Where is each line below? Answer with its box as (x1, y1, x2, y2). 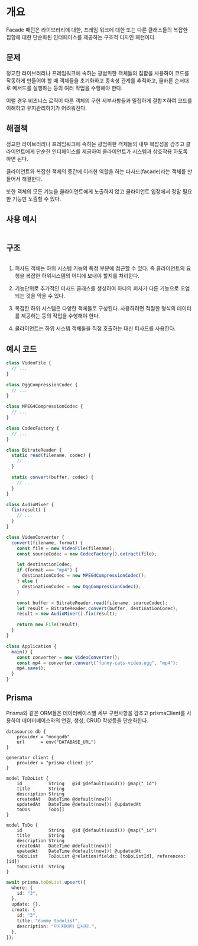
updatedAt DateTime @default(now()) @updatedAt (17, 801, 142, 807)
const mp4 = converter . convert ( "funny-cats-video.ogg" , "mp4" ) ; (17, 660, 178, 666)
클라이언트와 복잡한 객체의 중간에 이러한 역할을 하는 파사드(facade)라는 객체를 (6, 167, 186, 175)
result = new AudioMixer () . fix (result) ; (17, 611, 118, 617)
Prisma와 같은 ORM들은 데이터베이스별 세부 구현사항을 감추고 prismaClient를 (6, 709, 186, 716)
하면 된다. (6, 155, 28, 162)
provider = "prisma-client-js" (17, 760, 94, 766)
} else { (17, 578, 38, 584)
